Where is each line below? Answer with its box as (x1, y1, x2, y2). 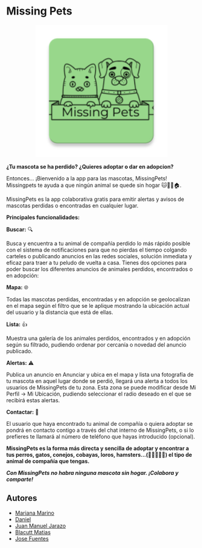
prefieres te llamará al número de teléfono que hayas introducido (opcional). (6, 432, 195, 440)
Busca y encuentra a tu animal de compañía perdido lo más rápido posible (6, 240, 191, 247)
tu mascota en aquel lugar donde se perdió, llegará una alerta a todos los (6, 377, 188, 385)
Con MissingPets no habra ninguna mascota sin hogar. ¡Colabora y (6, 469, 179, 476)
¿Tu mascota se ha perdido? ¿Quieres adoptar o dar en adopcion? (6, 163, 174, 170)
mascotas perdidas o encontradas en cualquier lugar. (6, 201, 139, 209)
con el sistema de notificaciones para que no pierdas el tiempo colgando (6, 246, 187, 253)
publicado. (6, 347, 33, 354)
